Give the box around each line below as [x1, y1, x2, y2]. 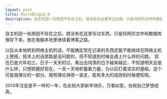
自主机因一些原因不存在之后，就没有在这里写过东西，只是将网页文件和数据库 [5, 31, 162, 37]
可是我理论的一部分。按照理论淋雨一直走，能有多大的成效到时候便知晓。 [5, 72, 153, 78]
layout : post [5, 7, 32, 12]
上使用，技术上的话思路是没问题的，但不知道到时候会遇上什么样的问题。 [5, 53, 153, 59]
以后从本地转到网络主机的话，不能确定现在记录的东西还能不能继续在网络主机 [5, 48, 162, 53]
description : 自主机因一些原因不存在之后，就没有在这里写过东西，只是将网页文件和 [5, 16, 157, 21]
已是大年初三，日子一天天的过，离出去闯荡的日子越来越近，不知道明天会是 [9, 60, 162, 66]
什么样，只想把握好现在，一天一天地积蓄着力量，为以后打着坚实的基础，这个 [5, 66, 162, 72]
